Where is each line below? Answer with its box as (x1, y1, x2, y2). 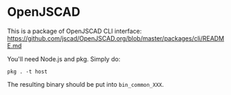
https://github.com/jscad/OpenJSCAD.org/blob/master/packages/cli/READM (7, 34, 225, 42)
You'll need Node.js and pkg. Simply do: (7, 54, 121, 63)
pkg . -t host (7, 68, 48, 75)
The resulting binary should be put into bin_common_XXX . (7, 80, 164, 88)
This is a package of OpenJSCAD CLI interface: (7, 27, 142, 35)
